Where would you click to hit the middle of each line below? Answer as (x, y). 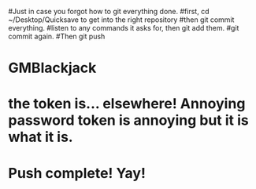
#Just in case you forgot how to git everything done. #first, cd (109, 11)
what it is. (41, 137)
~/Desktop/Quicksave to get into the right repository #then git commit (121, 20)
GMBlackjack (52, 68)
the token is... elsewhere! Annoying (127, 104)
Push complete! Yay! (77, 173)
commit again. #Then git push (57, 36)
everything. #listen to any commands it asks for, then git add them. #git (124, 28)
